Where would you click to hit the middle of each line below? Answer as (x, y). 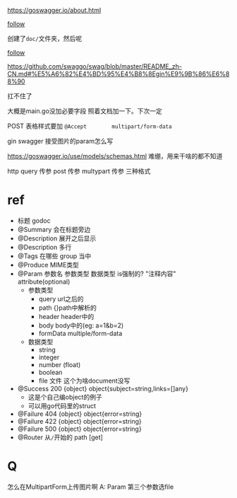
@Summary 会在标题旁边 (54, 229)
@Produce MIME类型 (48, 265)
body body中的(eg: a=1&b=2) (81, 325)
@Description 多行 (44, 247)
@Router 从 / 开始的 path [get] (60, 437)
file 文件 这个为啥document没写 (84, 381)
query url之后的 (61, 299)
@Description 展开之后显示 (57, 238)
